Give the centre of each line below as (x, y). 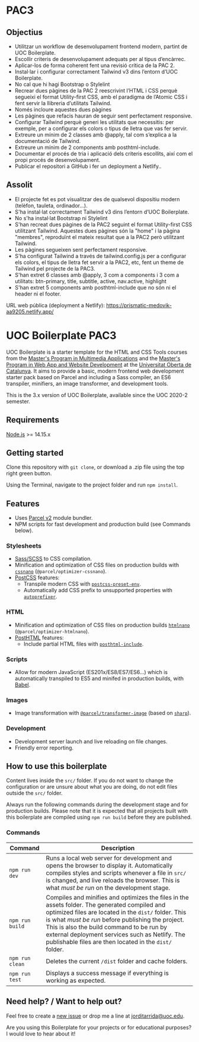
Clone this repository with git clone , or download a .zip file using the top (95, 467)
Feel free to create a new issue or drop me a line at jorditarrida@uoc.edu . (95, 1016)
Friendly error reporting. (44, 748)
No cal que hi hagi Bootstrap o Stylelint (62, 84)
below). (24, 530)
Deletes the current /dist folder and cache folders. (117, 961)
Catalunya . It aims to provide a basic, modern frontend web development (95, 371)
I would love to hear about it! (41, 1034)
